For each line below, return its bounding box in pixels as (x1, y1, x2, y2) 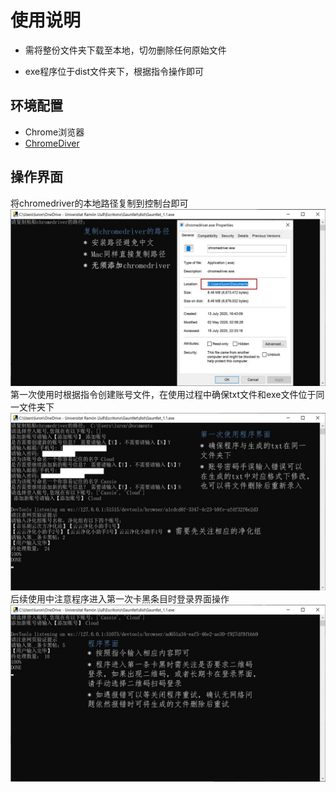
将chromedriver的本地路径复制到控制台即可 (10, 197, 189, 209)
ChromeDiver (24, 137, 80, 149)
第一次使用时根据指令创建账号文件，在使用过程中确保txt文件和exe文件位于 (10, 389, 317, 401)
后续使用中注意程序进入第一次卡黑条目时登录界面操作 (10, 592, 230, 605)
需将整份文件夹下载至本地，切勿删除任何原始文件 (24, 44, 227, 56)
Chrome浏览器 (24, 126, 85, 138)
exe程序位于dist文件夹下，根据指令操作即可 (24, 65, 205, 77)
